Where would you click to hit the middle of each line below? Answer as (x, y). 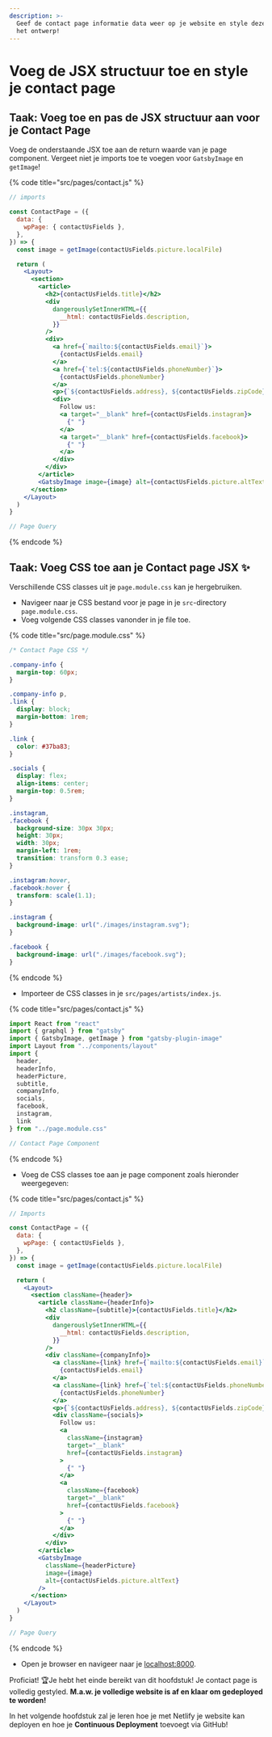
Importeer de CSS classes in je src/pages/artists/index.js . (121, 993)
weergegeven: (45, 1183)
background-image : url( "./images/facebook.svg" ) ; (101, 954)
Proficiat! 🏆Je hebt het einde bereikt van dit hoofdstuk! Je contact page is (133, 1680)
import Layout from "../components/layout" (84, 1046)
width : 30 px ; (38, 843)
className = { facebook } (103, 1491)
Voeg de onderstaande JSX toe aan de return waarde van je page (118, 149)
